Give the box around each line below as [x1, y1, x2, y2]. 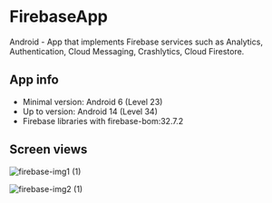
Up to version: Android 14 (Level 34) [22, 106, 159, 117]
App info [9, 72, 59, 88]
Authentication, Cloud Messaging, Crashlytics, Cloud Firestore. [9, 45, 245, 56]
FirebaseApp [9, 6, 109, 27]
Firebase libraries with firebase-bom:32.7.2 [22, 115, 184, 126]
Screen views [9, 142, 88, 158]
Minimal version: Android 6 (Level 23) [22, 96, 163, 107]
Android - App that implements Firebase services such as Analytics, [9, 36, 263, 47]
